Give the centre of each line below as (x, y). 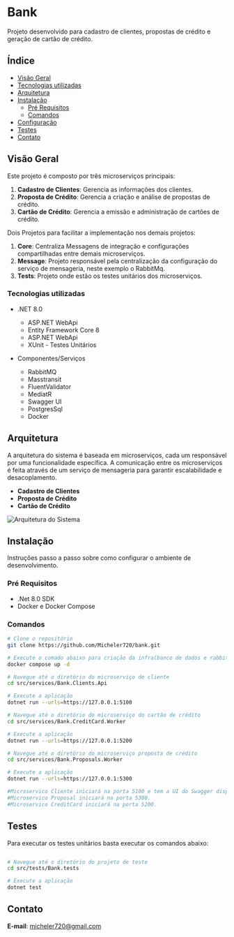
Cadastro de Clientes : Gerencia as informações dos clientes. (105, 189)
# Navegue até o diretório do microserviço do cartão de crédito (104, 715)
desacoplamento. (32, 477)
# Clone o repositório (40, 639)
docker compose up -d (39, 664)
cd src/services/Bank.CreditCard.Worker (67, 721)
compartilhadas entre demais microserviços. (81, 253)
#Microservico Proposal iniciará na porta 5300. (79, 798)
